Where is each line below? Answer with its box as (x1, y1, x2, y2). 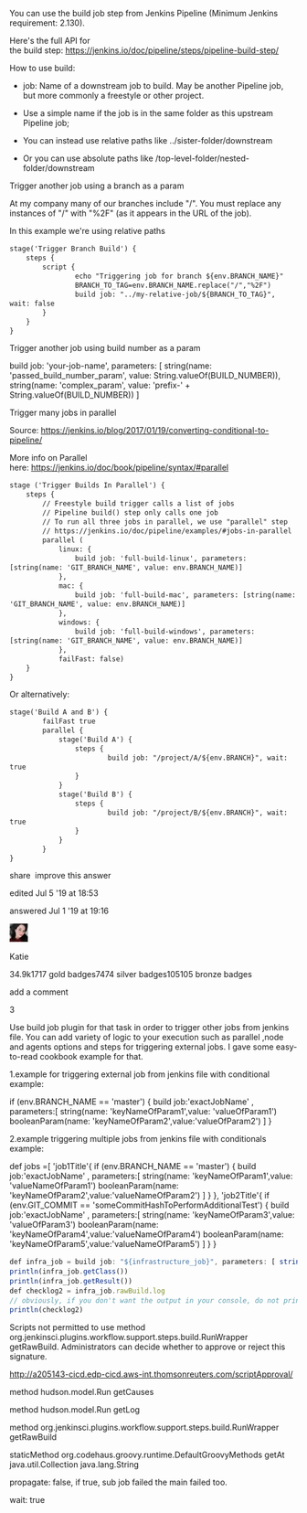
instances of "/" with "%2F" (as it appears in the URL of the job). (9, 208, 252, 218)
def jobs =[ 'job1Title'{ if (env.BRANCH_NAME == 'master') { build (9, 1161, 257, 1171)
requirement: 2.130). (9, 17, 85, 28)
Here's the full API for (9, 36, 90, 46)
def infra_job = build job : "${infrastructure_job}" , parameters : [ (9, 1257, 276, 1266)
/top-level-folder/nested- (154, 153, 249, 164)
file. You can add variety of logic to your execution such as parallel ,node (9, 1032, 284, 1042)
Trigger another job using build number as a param (9, 343, 201, 353)
